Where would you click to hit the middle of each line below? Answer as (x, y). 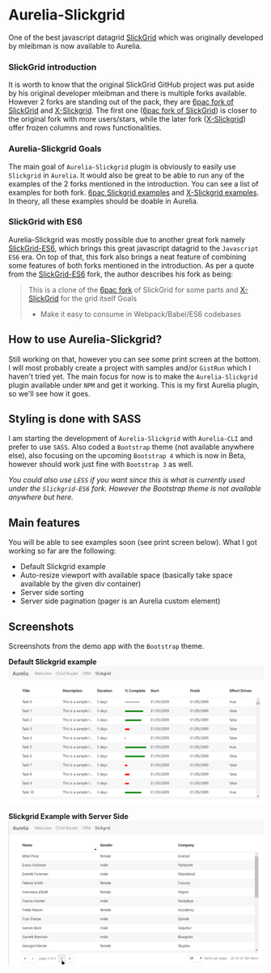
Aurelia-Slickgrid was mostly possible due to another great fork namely (127, 239)
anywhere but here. (41, 497)
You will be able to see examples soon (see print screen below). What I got (133, 542)
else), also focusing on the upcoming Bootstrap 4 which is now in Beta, (127, 456)
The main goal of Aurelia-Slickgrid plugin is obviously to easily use (122, 166)
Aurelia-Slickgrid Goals (55, 149)
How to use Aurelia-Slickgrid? (85, 339)
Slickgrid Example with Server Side (69, 817)
